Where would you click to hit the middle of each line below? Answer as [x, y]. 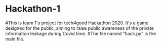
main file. [15, 39]
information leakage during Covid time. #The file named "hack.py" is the [80, 33]
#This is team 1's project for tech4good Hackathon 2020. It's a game [77, 23]
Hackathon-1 [33, 9]
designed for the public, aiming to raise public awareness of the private [79, 28]
